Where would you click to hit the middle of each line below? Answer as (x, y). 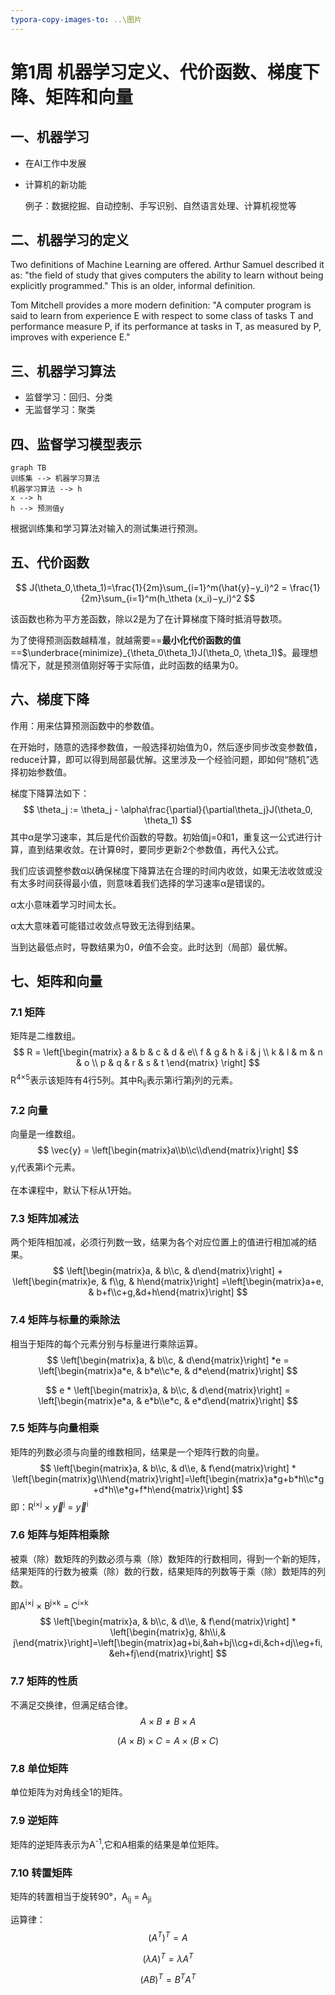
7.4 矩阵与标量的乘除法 (65, 1320)
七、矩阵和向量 (56, 981)
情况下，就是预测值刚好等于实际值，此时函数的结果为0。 (127, 665)
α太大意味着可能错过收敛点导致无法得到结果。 (105, 925)
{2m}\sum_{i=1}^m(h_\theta (136, 598)
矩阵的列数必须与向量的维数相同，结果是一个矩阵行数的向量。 (137, 1452)
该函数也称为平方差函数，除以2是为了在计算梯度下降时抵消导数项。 (149, 618)
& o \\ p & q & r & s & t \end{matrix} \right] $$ (168, 1063)
